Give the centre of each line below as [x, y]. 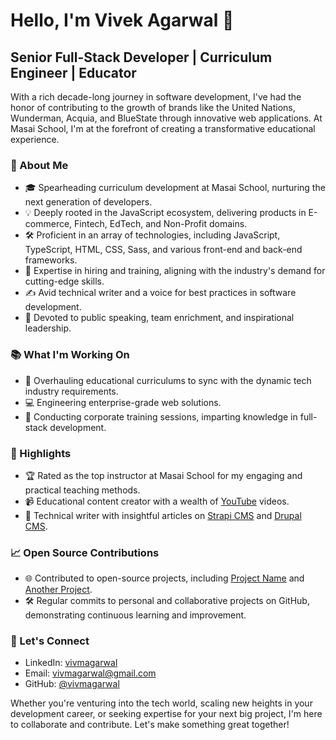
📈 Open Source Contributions [85, 552]
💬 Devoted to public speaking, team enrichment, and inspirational [159, 318]
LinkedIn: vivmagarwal [71, 663]
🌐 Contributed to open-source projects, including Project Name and [164, 578]
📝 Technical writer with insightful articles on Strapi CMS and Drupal [163, 515]
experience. [35, 139]
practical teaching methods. [82, 490]
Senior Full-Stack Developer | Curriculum [141, 57]
